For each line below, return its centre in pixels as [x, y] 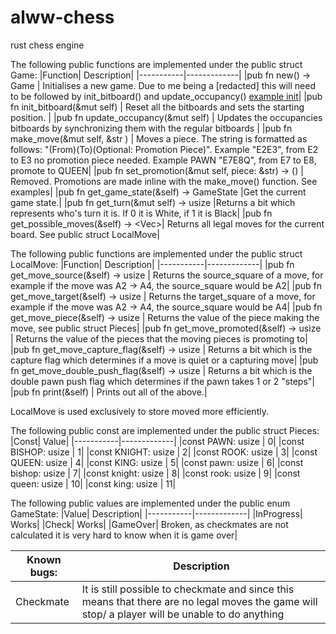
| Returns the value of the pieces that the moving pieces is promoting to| [159, 338]
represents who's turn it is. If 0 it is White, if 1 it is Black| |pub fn [141, 213]
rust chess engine [47, 45]
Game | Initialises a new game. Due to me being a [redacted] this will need [163, 85]
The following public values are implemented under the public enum [150, 503]
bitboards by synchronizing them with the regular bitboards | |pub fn [151, 128]
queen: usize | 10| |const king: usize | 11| [93, 483]
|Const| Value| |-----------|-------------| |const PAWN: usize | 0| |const [157, 441]
